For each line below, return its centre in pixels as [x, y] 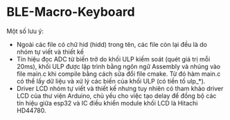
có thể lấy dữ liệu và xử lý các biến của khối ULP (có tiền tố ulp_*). [111, 81]
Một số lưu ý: [25, 31]
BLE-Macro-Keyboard [71, 12]
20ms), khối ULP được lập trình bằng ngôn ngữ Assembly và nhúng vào [118, 66]
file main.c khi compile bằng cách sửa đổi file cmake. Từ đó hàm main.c [118, 74]
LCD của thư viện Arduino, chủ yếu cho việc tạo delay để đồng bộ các [116, 96]
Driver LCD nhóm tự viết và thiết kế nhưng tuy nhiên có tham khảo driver [120, 88]
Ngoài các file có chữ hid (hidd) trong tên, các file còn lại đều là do [112, 44]
